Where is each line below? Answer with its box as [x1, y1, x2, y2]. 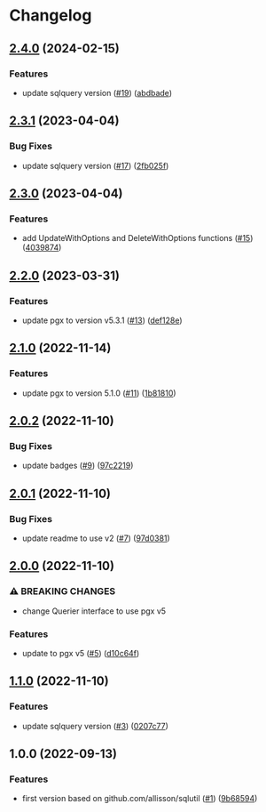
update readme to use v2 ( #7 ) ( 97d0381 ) [21, 533, 170, 543]
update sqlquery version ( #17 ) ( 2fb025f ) [21, 160, 169, 171]
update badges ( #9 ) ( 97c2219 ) [21, 460, 134, 471]
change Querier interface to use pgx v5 [21, 606, 167, 616]
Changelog [9, 5, 92, 26]
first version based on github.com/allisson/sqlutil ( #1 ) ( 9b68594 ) [21, 793, 258, 804]
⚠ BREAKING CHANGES [9, 585, 116, 598]
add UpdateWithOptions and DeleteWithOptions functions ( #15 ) [21, 233, 254, 244]
